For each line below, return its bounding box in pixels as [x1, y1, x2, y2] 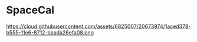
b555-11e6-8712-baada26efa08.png [6, 29, 94, 36]
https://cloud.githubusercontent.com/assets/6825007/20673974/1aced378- [6, 23, 191, 30]
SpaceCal [6, 3, 55, 17]
